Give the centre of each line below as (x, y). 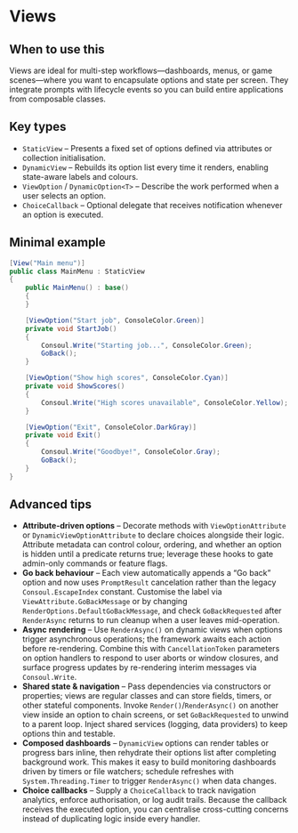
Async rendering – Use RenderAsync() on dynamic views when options (152, 630)
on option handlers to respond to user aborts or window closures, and (150, 658)
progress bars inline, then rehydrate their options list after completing (149, 753)
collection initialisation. (64, 158)
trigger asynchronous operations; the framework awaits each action (146, 639)
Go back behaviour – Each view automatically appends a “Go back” (146, 573)
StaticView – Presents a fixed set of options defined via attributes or (147, 148)
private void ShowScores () (75, 386)
